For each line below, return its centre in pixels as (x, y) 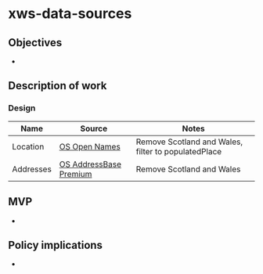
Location (28, 146)
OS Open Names (90, 146)
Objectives (35, 43)
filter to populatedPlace (179, 151)
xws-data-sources (70, 14)
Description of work (58, 86)
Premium (76, 174)
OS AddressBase (90, 164)
